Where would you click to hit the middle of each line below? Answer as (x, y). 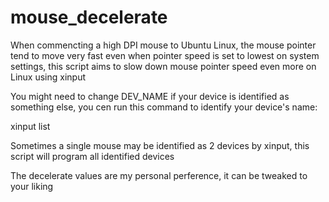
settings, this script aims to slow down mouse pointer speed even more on (163, 66)
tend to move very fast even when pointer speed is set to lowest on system (165, 55)
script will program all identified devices (92, 156)
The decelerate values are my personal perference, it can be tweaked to (159, 175)
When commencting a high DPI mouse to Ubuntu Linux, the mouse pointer (163, 45)
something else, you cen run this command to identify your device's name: (164, 107)
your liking (32, 186)
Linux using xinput (48, 77)
